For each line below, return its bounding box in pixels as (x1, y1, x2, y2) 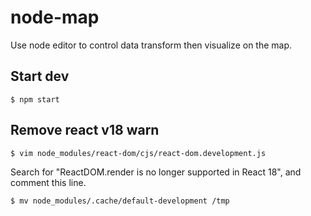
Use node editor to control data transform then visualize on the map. (10, 39, 293, 51)
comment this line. (10, 176, 87, 188)
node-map (10, 6, 100, 29)
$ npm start (10, 94, 60, 105)
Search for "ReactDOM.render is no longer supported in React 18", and (10, 166, 302, 178)
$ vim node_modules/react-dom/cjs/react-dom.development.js (10, 148, 267, 158)
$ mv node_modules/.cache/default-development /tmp (10, 196, 230, 206)
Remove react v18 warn (10, 122, 160, 139)
